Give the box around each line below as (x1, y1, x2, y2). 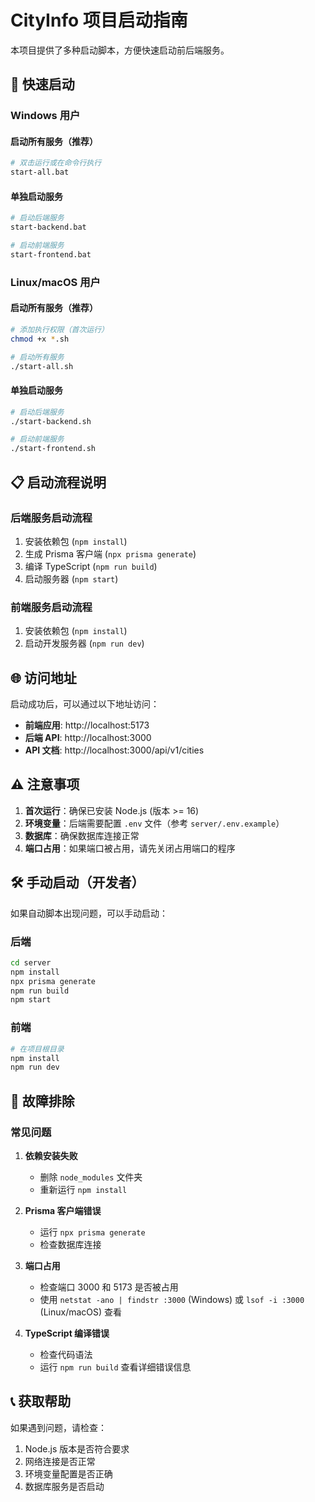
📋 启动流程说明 (10, 474, 107, 491)
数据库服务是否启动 (24, 1480, 105, 1492)
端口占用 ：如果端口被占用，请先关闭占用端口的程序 (24, 842, 236, 854)
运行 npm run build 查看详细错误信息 (39, 1361, 192, 1373)
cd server (10, 957, 52, 968)
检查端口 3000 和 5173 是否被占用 (39, 1281, 179, 1293)
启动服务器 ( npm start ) (24, 572, 119, 585)
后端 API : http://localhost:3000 (24, 732, 152, 744)
